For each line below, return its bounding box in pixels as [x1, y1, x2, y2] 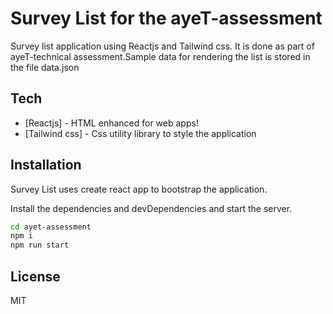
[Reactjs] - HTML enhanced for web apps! [24, 117, 199, 129]
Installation [10, 157, 82, 174]
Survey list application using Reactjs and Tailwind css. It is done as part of [10, 40, 315, 52]
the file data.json [10, 61, 80, 73]
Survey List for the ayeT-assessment [10, 7, 323, 30]
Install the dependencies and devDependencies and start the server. [10, 202, 293, 214]
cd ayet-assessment [10, 222, 92, 232]
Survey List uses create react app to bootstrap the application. [10, 183, 268, 195]
